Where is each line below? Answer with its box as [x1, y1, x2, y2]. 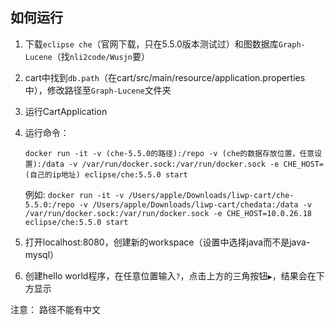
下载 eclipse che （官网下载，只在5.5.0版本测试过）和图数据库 [24, 38, 279, 50]
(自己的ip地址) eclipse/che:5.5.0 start [24, 169, 188, 180]
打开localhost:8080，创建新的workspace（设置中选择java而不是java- [24, 236, 311, 248]
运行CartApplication [24, 105, 108, 117]
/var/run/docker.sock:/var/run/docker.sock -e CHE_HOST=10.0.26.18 [24, 208, 312, 218]
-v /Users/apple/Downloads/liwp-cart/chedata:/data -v [78, 199, 312, 210]
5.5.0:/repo [24, 199, 75, 210]
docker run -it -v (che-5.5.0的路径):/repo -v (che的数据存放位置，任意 [24, 148, 315, 158]
